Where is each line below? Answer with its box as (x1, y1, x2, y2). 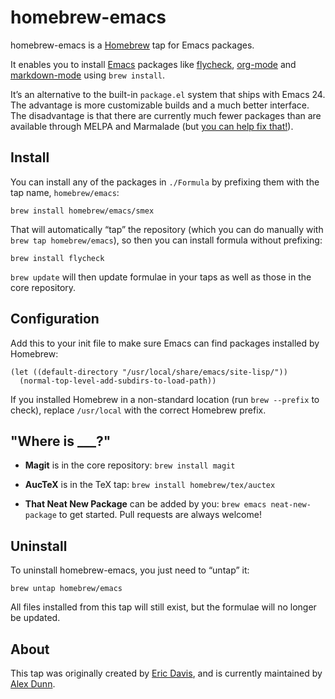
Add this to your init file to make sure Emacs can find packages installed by (10, 337, 320, 349)
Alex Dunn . (10, 678, 56, 690)
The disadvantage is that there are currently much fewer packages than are (10, 109, 322, 121)
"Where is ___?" (10, 432, 112, 450)
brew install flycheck (10, 253, 105, 263)
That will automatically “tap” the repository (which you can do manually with (10, 223, 324, 235)
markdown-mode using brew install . (10, 69, 166, 81)
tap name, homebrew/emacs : (10, 186, 120, 198)
